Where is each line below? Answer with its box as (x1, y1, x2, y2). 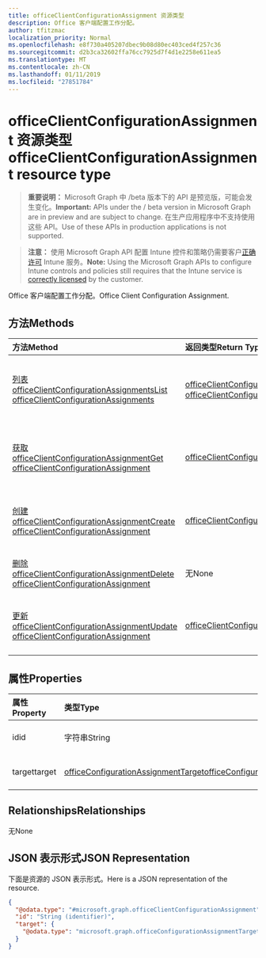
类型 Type (63, 702, 100, 713)
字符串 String (63, 732, 111, 743)
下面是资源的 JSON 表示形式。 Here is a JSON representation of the (8, 874, 228, 884)
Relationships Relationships (8, 804, 146, 818)
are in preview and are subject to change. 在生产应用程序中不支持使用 (27, 212, 256, 222)
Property (12, 708, 47, 719)
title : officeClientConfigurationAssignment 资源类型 (8, 11, 184, 20)
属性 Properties (8, 671, 82, 685)
